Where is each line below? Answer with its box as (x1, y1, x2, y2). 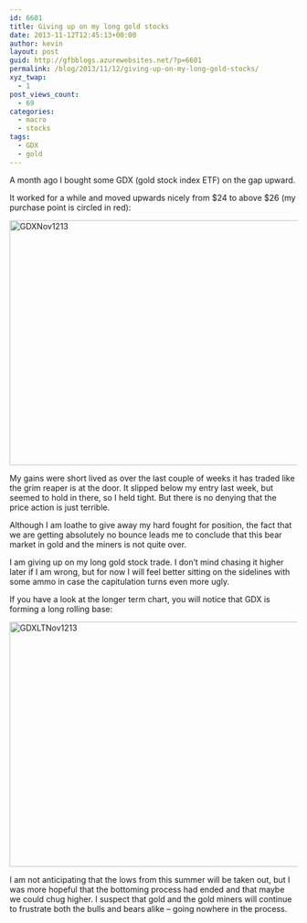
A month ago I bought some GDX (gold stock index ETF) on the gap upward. (9, 175, 296, 186)
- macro (17, 115, 48, 124)
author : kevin (9, 38, 64, 48)
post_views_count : (9, 90, 79, 99)
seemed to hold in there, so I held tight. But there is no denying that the (9, 492, 277, 503)
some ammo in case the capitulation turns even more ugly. (9, 576, 230, 587)
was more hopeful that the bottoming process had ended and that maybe (9, 884, 285, 895)
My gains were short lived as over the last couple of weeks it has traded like (9, 472, 295, 483)
